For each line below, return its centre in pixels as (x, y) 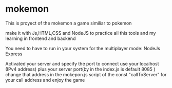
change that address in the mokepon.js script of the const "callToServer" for (86, 74)
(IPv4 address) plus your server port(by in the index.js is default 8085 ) (80, 69)
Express (14, 54)
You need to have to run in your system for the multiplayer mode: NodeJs (83, 48)
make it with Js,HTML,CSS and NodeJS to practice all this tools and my (81, 33)
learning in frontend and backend (41, 38)
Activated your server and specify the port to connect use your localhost (82, 63)
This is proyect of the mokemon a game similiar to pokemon (69, 23)
